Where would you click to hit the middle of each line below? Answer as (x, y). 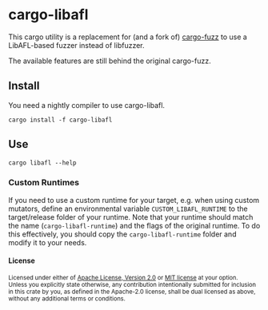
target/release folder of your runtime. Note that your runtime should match (131, 217)
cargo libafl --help (43, 163)
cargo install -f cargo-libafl (60, 120)
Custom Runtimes (44, 183)
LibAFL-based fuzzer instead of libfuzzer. (77, 45)
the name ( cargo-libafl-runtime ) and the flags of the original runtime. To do (134, 225)
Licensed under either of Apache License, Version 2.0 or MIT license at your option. (123, 278)
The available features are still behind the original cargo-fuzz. (110, 61)
